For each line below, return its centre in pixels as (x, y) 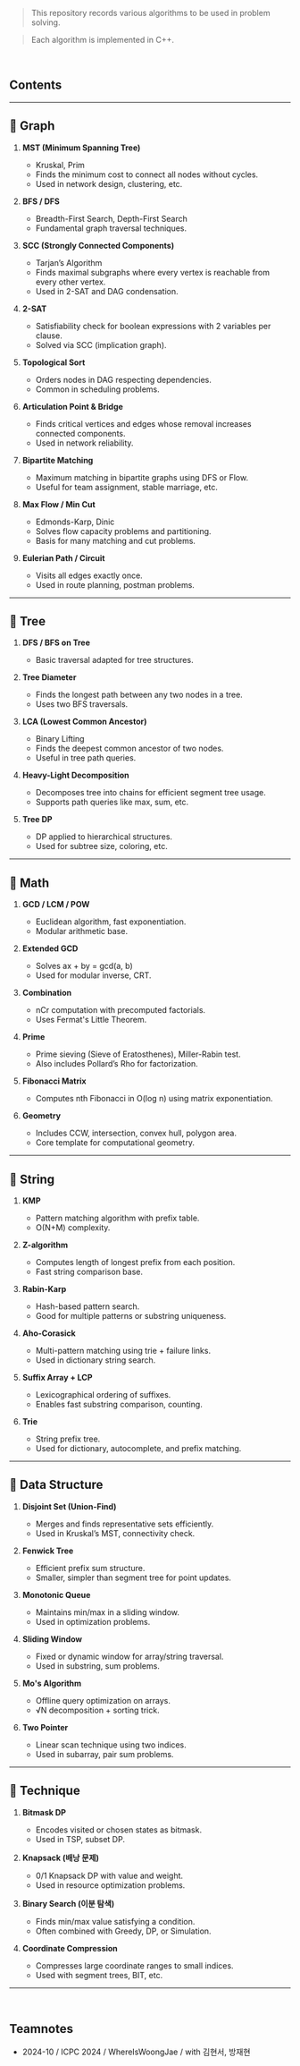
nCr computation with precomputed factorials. (121, 1010)
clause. (49, 336)
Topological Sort (54, 362)
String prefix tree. (68, 1439)
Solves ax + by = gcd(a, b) (84, 966)
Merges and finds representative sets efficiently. (125, 1524)
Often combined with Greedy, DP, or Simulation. (123, 1931)
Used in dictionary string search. (96, 1360)
